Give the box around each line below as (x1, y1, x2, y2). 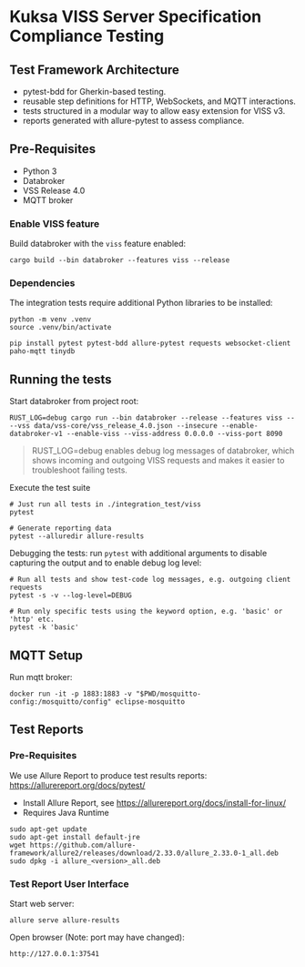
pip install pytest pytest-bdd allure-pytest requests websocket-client (9, 339, 291, 348)
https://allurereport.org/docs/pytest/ (9, 779, 146, 790)
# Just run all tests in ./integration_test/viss (9, 500, 202, 509)
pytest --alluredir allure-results (9, 532, 145, 541)
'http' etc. (9, 615, 55, 625)
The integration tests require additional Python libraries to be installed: (9, 298, 273, 309)
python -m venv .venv (9, 315, 92, 324)
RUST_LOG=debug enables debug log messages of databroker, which (31, 445, 295, 456)
